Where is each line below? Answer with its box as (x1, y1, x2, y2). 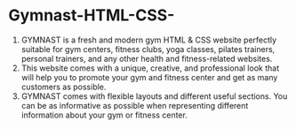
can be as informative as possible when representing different (20, 100, 249, 110)
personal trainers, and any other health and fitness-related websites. (20, 53, 273, 64)
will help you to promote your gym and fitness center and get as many (20, 72, 278, 82)
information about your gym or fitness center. (20, 110, 188, 120)
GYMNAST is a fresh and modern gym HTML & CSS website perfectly (20, 34, 277, 45)
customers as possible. (20, 81, 107, 92)
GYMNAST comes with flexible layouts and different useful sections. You (20, 90, 288, 102)
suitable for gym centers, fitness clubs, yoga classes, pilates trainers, (20, 43, 276, 54)
